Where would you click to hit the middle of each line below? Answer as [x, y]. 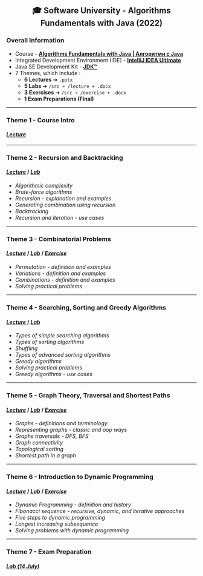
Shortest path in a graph [46, 455]
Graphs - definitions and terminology [61, 423]
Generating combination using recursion [65, 205]
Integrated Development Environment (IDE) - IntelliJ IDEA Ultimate [98, 60]
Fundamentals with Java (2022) [101, 23]
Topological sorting [39, 449]
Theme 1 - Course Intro [40, 120]
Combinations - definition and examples [65, 280]
